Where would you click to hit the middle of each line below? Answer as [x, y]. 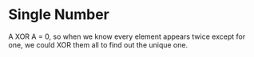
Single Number [59, 15]
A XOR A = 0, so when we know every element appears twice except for [127, 36]
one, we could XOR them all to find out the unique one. [98, 44]
